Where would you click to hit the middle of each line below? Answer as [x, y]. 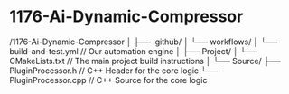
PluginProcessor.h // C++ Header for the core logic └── [114, 70]
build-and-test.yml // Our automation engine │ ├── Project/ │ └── [133, 51]
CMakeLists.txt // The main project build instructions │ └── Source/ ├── [145, 61]
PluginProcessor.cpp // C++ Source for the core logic [108, 80]
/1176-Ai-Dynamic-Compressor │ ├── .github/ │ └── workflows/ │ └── [144, 42]
